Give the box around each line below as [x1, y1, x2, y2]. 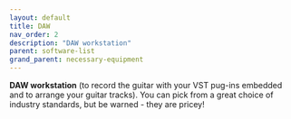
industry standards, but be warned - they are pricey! [9, 99, 206, 109]
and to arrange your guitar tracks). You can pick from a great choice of [9, 89, 274, 100]
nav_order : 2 [9, 30, 59, 39]
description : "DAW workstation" [9, 38, 131, 48]
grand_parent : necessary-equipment [9, 55, 144, 64]
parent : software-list [9, 47, 95, 56]
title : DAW [9, 22, 51, 31]
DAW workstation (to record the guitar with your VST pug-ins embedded [9, 80, 283, 90]
